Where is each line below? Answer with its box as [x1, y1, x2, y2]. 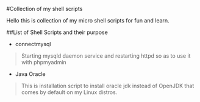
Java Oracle [15, 70, 46, 78]
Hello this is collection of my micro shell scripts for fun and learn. [6, 17, 170, 24]
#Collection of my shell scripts [6, 5, 83, 12]
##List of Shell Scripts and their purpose [6, 29, 108, 36]
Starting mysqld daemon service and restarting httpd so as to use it [21, 52, 191, 59]
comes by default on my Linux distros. [21, 89, 118, 96]
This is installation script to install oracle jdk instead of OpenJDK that [21, 82, 195, 89]
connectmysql [15, 41, 51, 47]
